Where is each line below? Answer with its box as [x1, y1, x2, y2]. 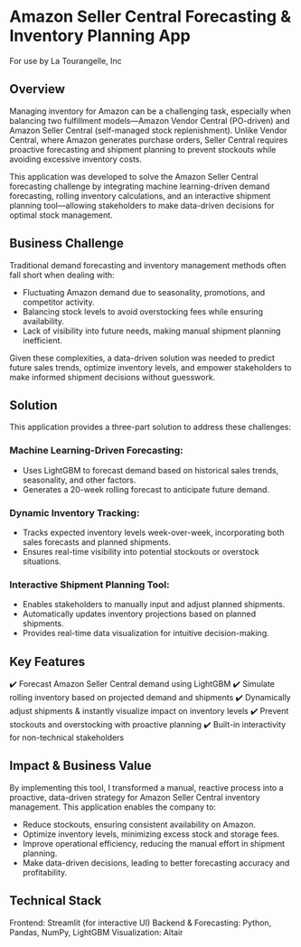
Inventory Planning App [9, 25, 192, 46]
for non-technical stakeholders [9, 732, 125, 743]
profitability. [22, 867, 68, 877]
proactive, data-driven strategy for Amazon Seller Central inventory [9, 792, 260, 802]
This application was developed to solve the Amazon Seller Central [9, 171, 259, 182]
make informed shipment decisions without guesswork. [9, 371, 216, 382]
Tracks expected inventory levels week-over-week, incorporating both [22, 527, 285, 538]
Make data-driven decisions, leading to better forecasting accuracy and [22, 857, 290, 868]
